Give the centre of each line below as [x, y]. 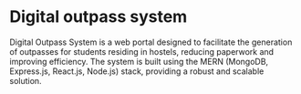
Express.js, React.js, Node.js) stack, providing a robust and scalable [137, 71]
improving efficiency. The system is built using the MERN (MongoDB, [139, 61]
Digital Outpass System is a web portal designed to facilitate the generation [151, 42]
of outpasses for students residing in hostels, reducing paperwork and [142, 51]
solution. [26, 80]
